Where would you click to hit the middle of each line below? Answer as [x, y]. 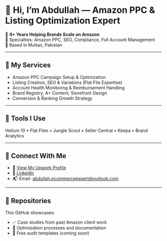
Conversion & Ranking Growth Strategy [52, 98]
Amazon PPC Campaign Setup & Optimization [59, 77]
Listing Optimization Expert [63, 21]
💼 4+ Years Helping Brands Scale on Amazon [52, 34]
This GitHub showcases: [30, 213]
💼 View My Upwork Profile [39, 168]
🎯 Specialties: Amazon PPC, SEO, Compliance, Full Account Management [80, 40]
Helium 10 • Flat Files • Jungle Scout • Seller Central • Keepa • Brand [77, 130]
